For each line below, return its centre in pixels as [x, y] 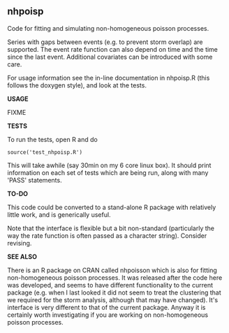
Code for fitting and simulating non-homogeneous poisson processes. [108, 28]
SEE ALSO [22, 256]
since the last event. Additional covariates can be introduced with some [110, 57]
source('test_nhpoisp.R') [45, 152]
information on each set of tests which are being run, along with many [108, 172]
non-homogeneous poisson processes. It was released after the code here [115, 277]
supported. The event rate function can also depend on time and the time [113, 49]
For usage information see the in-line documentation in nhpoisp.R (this [109, 78]
